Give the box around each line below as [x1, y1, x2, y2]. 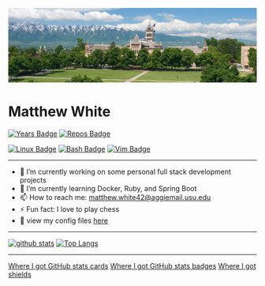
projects [19, 175, 47, 185]
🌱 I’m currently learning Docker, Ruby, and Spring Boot [19, 184, 197, 194]
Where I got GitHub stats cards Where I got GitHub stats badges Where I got [8, 262, 256, 271]
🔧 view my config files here [19, 216, 109, 225]
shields [8, 269, 32, 280]
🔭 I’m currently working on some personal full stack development [19, 167, 231, 177]
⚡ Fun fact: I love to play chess [19, 205, 120, 214]
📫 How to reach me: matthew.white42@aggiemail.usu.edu [19, 193, 211, 202]
